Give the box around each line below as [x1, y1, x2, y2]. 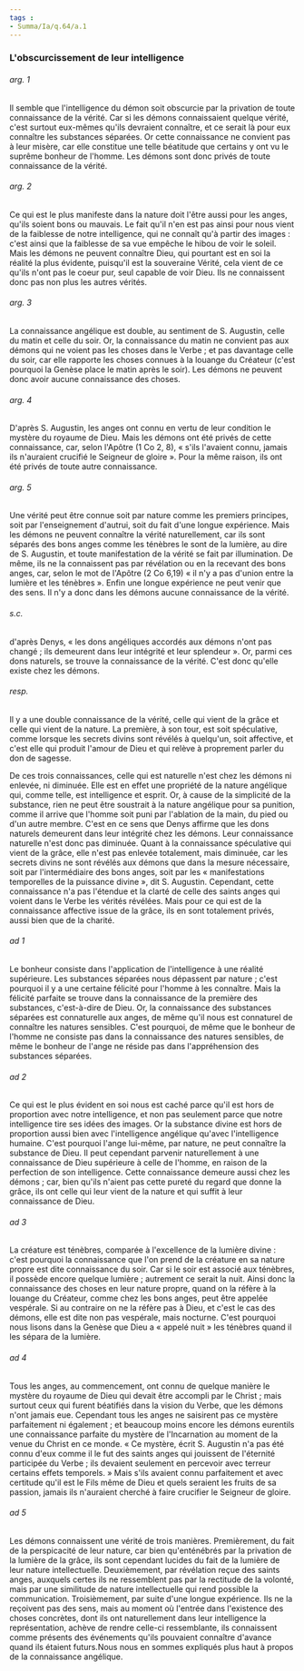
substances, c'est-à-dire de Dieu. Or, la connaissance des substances [9, 1002, 272, 1013]
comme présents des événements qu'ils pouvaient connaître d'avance [9, 1631, 272, 1643]
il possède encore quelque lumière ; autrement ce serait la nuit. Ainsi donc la [9, 1273, 296, 1284]
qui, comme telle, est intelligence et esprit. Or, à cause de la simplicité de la [9, 789, 291, 800]
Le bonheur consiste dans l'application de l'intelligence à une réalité [9, 964, 264, 975]
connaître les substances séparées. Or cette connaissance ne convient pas [9, 131, 290, 142]
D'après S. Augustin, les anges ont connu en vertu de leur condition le [9, 423, 271, 434]
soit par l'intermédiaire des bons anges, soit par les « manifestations [9, 866, 265, 877]
